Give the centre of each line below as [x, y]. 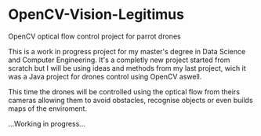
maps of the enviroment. [48, 108]
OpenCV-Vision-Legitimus [96, 15]
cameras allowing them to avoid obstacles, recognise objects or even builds [130, 100]
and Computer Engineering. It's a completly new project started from [119, 60]
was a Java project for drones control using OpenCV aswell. [105, 76]
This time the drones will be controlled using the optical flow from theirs [124, 91]
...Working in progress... [47, 123]
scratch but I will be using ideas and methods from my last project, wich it [127, 68]
